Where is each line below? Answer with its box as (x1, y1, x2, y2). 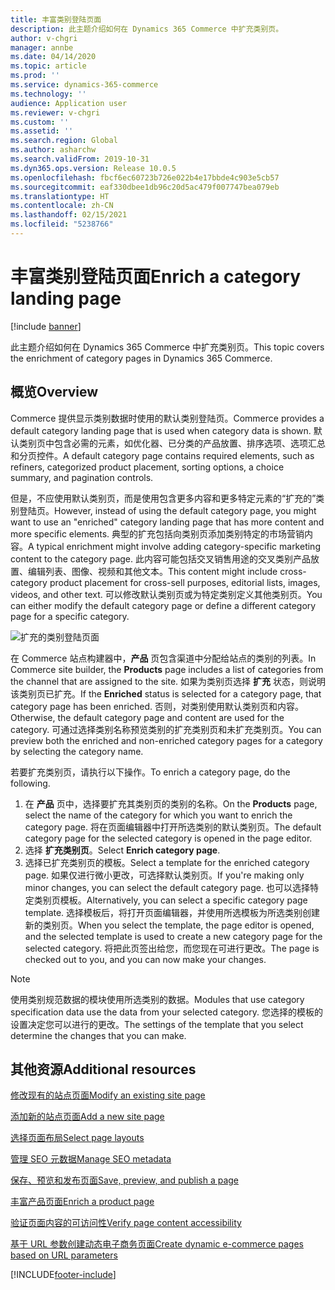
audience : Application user (10, 98, 128, 108)
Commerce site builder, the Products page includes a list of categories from (10, 663, 324, 675)
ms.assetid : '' (10, 126, 74, 136)
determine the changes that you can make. (10, 1029, 187, 1041)
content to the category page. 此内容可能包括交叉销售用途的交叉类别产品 (10, 552, 311, 565)
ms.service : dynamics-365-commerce (10, 80, 159, 90)
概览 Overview (10, 384, 99, 401)
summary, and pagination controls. (10, 471, 154, 483)
